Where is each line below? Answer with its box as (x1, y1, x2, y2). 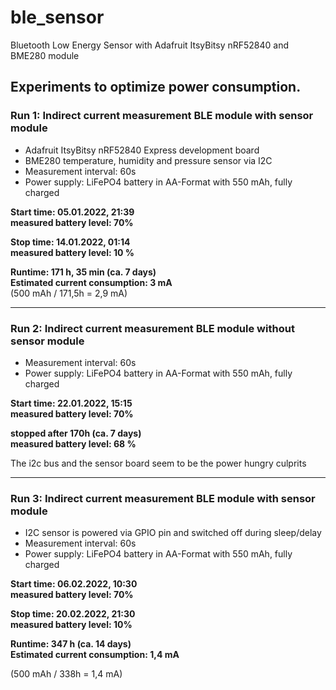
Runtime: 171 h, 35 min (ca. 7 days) (10, 266, 157, 278)
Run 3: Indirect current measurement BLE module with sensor (10, 491, 316, 505)
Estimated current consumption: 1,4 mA (10, 649, 180, 661)
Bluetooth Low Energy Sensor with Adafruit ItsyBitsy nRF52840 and (10, 39, 290, 51)
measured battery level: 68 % (10, 437, 137, 450)
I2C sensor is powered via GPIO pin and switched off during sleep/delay (24, 527, 322, 539)
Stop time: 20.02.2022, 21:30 (10, 608, 136, 620)
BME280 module (10, 49, 80, 61)
